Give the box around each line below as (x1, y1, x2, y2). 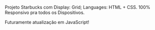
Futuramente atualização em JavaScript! (5, 19, 89, 25)
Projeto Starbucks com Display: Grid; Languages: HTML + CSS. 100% (5, 4, 150, 10)
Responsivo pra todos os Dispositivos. (5, 9, 85, 15)
